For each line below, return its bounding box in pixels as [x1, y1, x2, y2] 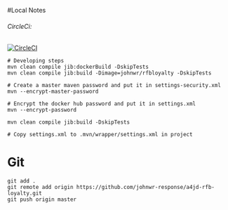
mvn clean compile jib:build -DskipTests [7, 119, 130, 126]
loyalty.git [7, 190, 42, 197]
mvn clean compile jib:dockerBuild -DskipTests [7, 63, 149, 71]
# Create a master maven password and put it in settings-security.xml [7, 82, 221, 89]
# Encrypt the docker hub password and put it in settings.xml [7, 100, 196, 107]
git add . [7, 178, 36, 185]
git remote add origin [7, 184, 74, 191]
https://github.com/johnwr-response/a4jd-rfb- [76, 184, 215, 191]
